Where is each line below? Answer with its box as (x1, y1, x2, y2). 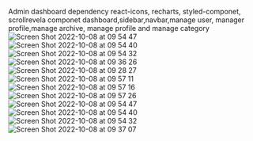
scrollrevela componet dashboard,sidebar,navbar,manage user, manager (8, 15, 245, 25)
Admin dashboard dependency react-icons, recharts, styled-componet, (8, 7, 241, 16)
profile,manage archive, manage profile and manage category (8, 24, 210, 32)
